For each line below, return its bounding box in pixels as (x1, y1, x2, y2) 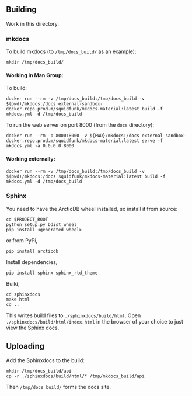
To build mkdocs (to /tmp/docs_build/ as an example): (6, 48, 137, 55)
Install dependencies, (6, 258, 58, 265)
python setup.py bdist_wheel (6, 221, 77, 227)
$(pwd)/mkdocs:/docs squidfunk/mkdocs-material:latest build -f (6, 173, 166, 179)
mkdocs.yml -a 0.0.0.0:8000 (6, 143, 75, 149)
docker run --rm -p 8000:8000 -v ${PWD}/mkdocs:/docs (6, 133, 140, 139)
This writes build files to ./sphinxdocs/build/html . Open (6, 312, 141, 319)
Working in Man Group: (6, 71, 64, 78)
